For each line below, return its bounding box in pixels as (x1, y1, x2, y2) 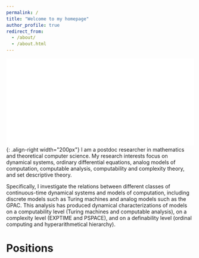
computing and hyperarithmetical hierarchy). (6, 221, 116, 228)
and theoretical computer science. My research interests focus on (6, 152, 168, 160)
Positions (6, 241, 54, 255)
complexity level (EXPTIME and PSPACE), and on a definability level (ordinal (6, 215, 192, 222)
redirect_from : (6, 29, 44, 34)
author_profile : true (6, 22, 60, 28)
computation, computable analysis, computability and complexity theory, (6, 165, 185, 172)
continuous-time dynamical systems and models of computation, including (6, 189, 189, 196)
